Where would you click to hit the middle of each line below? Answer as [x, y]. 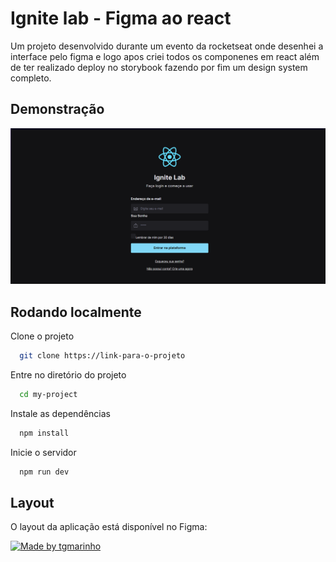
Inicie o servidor [43, 452]
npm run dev [44, 472]
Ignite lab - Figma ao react [121, 18]
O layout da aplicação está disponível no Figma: [109, 527]
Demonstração [57, 109]
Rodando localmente [76, 312]
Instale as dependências [60, 413]
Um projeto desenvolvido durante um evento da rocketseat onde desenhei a [167, 46]
